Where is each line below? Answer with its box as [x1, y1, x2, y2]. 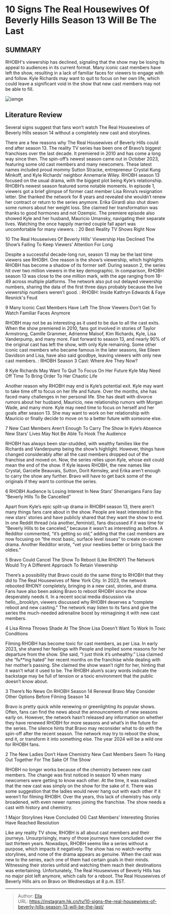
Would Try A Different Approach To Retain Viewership [5, 562, 118, 568]
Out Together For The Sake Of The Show [5, 757, 91, 763]
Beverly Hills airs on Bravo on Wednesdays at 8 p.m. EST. [5, 878, 126, 884]
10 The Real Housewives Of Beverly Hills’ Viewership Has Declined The [5, 236, 154, 242]
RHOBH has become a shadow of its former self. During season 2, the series [5, 262, 166, 268]
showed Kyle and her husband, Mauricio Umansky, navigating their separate [5, 215, 165, 221]
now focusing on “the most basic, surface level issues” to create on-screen [5, 536, 163, 542]
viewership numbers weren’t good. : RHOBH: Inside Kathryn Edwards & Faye [5, 289, 165, 295]
